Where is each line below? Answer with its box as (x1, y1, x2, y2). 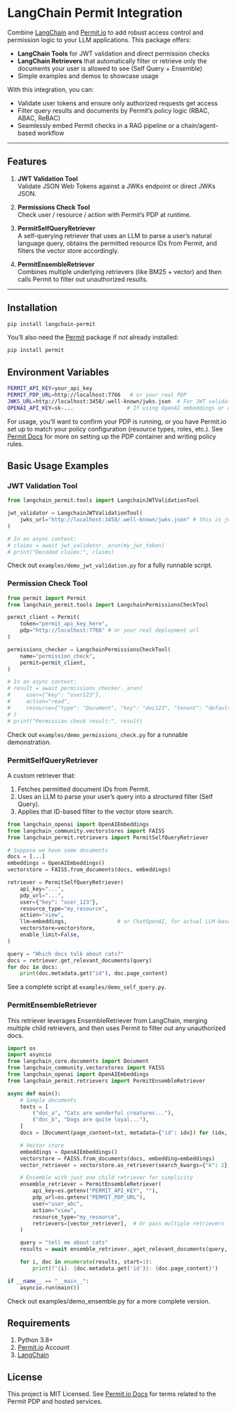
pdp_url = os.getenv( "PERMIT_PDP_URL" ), (32, 1194, 146, 1201)
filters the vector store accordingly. (17, 246, 119, 254)
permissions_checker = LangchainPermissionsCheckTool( (7, 646, 171, 653)
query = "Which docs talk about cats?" (7, 950, 124, 957)
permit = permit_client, (20, 659, 86, 666)
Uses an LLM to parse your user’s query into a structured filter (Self (17, 792, 213, 800)
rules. (7, 439, 24, 448)
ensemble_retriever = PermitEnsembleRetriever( (20, 1181, 162, 1188)
